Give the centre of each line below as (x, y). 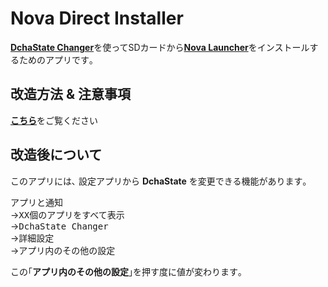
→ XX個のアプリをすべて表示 (67, 214)
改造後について (56, 155)
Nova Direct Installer (97, 18)
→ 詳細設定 (32, 238)
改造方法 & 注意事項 (71, 94)
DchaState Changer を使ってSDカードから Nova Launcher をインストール (160, 47)
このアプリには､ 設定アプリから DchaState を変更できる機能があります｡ (159, 181)
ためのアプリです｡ (56, 59)
